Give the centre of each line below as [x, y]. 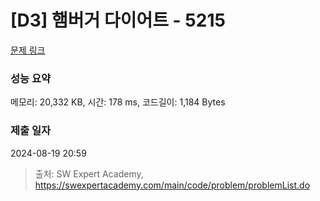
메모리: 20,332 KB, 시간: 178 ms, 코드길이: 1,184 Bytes [118, 102]
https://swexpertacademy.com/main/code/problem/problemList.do [172, 185]
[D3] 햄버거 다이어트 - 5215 [118, 20]
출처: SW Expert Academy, [89, 173]
